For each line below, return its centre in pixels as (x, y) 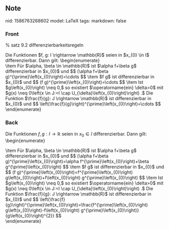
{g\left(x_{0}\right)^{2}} (30, 216)
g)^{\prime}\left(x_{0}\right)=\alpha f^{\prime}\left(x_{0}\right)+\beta (77, 162)
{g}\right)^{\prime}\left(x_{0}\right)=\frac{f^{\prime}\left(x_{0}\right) (77, 205)
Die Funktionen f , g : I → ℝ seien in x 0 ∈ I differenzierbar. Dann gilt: (76, 135)
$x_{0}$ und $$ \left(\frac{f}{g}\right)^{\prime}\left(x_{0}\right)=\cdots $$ (83, 104)
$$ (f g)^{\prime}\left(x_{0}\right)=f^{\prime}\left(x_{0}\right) (69, 172)
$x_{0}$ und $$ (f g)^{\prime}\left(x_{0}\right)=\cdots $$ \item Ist (75, 82)
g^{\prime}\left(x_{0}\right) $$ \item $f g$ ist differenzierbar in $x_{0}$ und (85, 167)
